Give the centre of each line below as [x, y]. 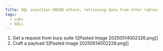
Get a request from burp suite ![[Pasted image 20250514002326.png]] [85, 38]
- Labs [17, 19]
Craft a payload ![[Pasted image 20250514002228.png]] [70, 43]
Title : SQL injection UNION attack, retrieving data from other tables [81, 10]
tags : [11, 14]
